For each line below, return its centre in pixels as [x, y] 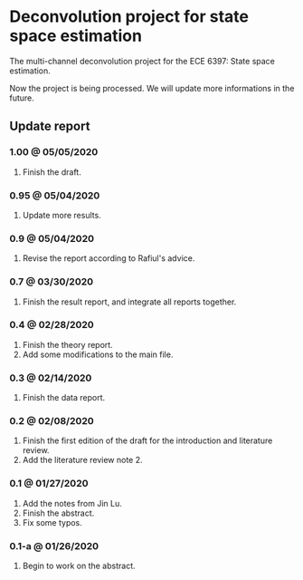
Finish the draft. [52, 172]
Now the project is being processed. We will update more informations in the [152, 88]
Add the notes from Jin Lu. [72, 503]
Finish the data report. [64, 398]
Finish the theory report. [67, 344]
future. [22, 98]
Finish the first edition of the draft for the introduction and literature [147, 440]
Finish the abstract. [58, 513]
